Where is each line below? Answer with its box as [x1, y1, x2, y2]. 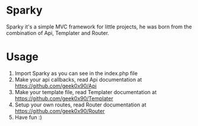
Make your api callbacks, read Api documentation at [14, 76, 142, 83]
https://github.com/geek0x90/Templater [14, 95, 114, 102]
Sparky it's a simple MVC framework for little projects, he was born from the [6, 23, 192, 30]
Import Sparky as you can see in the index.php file [14, 69, 138, 77]
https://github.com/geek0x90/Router [14, 107, 105, 114]
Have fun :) [14, 114, 43, 121]
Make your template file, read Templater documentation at [14, 88, 157, 95]
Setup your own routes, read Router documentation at [14, 101, 146, 108]
